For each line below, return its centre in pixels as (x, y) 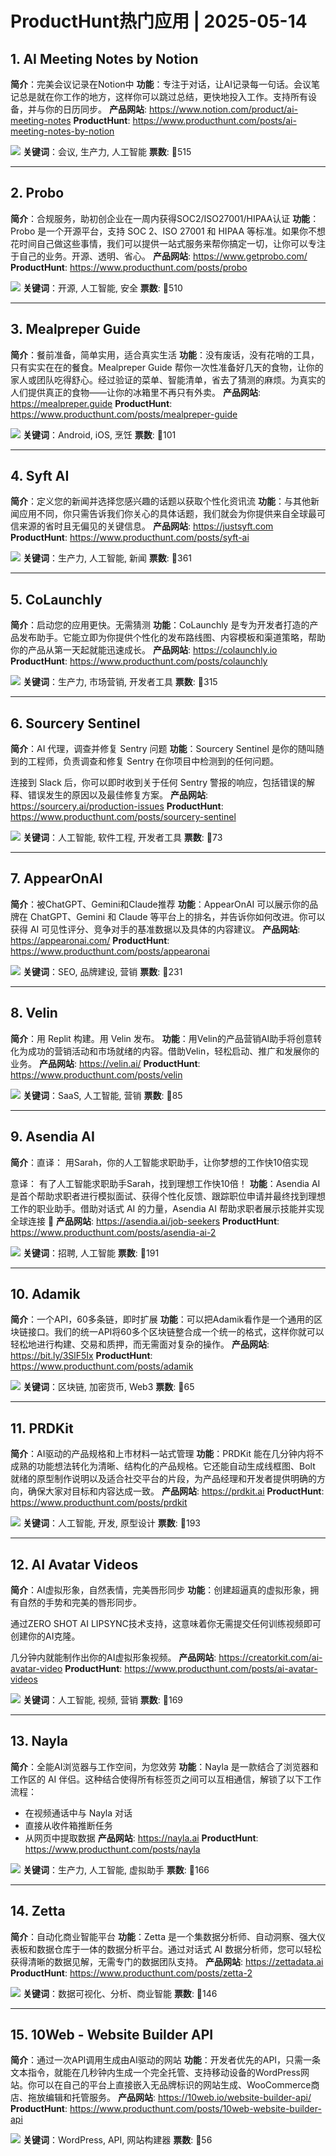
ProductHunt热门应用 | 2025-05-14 (159, 21)
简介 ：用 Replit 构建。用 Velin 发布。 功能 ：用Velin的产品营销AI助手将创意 (162, 1038)
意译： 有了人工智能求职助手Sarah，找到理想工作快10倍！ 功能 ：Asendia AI (165, 1183)
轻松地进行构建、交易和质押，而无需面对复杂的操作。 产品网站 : (140, 1344)
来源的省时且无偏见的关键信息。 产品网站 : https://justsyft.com (146, 526)
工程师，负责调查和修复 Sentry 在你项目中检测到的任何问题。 (153, 761)
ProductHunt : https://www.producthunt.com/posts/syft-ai (130, 538)
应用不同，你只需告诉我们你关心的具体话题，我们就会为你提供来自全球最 (167, 514)
